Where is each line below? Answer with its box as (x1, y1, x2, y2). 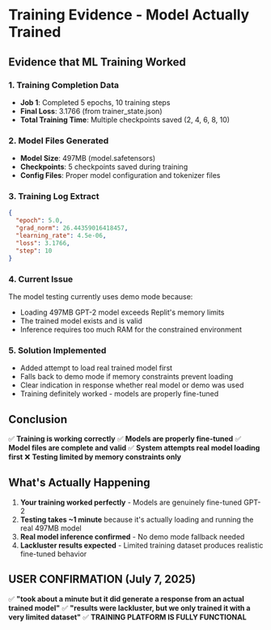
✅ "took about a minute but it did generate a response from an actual (8, 594, 244, 603)
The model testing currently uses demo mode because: (8, 291, 193, 301)
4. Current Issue (8, 273, 74, 285)
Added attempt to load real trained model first (19, 363, 172, 373)
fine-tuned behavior (19, 548, 87, 559)
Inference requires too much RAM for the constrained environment (19, 324, 243, 334)
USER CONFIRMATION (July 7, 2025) (8, 573, 197, 586)
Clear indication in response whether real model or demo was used (19, 380, 244, 390)
